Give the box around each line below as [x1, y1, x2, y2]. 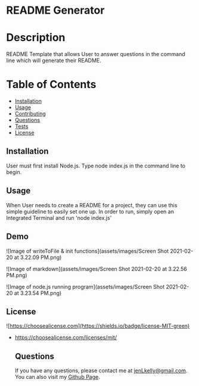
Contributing [14, 110, 46, 117]
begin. [6, 168, 22, 176]
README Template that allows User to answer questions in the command [6, 51, 186, 58]
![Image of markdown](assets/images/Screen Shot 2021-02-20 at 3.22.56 [6, 265, 188, 272]
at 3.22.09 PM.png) [14, 254, 62, 261]
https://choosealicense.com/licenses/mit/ [14, 334, 117, 341]
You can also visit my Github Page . [14, 373, 100, 381]
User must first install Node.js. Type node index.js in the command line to [6, 162, 186, 169]
